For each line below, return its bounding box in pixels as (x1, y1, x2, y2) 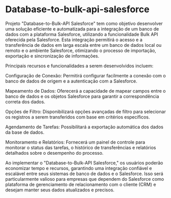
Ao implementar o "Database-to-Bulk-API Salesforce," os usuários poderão (5, 159, 163, 166)
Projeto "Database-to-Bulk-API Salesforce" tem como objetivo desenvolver (5, 20, 163, 26)
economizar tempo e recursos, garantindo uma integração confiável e (5, 165, 152, 171)
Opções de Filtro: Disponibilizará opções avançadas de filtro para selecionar (5, 108, 166, 115)
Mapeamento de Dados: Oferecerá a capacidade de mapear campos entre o (5, 88, 166, 94)
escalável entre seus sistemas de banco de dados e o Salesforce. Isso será (5, 171, 163, 177)
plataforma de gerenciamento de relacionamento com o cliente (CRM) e (5, 181, 157, 187)
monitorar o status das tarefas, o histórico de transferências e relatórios (5, 144, 156, 151)
